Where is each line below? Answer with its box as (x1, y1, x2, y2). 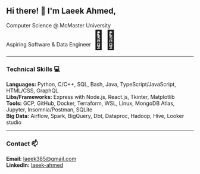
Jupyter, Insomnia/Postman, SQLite (6, 106, 93, 113)
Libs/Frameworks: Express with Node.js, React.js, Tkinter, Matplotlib (6, 94, 175, 101)
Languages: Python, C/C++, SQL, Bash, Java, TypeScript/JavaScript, (6, 81, 177, 88)
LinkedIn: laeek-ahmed (6, 161, 64, 169)
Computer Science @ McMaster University (6, 21, 111, 29)
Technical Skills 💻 (6, 65, 61, 73)
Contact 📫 (6, 139, 38, 148)
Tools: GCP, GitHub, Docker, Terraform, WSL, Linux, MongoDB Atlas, (6, 100, 175, 107)
